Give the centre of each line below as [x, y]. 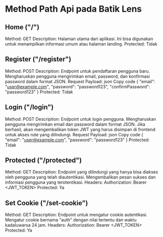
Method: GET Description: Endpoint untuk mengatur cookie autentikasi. [76, 215]
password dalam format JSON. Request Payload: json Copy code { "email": [80, 81]
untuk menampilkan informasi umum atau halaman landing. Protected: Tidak [81, 44]
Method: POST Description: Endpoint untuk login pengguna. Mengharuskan [81, 119]
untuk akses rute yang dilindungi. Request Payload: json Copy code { [74, 134]
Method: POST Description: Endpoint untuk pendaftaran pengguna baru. [77, 71]
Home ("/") [22, 27]
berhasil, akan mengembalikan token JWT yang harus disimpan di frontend [80, 129]
